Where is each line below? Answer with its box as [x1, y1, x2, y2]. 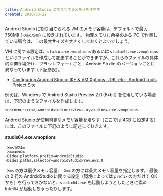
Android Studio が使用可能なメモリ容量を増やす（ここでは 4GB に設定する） [5, 117, 158, 123]
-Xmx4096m [5, 150, 25, 154]
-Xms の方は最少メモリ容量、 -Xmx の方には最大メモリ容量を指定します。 [5, 167, 148, 173]
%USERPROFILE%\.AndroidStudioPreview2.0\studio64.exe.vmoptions [5, 108, 138, 112]
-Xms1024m [5, 145, 25, 150]
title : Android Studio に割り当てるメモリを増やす [5, 7, 101, 12]
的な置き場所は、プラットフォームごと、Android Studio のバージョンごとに [5, 61, 155, 66]
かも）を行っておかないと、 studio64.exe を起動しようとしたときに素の [5, 179, 147, 185]
